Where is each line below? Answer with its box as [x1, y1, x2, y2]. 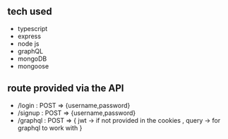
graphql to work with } [17, 123, 83, 132]
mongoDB [17, 54, 47, 63]
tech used [7, 6, 52, 18]
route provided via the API [7, 83, 124, 95]
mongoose [17, 61, 49, 70]
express [17, 32, 41, 40]
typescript [17, 24, 48, 32]
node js [17, 39, 40, 48]
